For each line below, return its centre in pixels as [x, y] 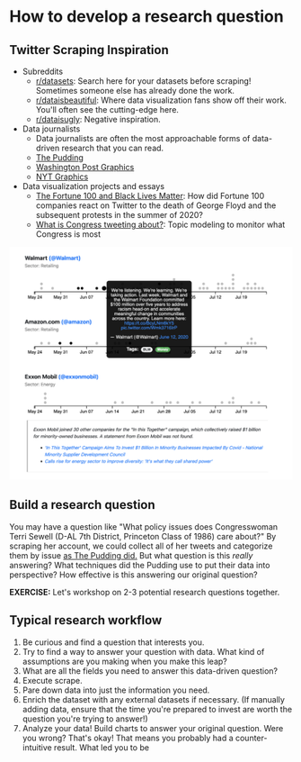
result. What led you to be [102, 747]
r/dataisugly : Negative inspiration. [98, 119]
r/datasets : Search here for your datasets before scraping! [143, 81]
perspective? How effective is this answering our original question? [133, 575]
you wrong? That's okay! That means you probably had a [128, 738]
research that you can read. [113, 148]
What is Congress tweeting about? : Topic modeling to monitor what [160, 224]
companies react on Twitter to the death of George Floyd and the [156, 205]
